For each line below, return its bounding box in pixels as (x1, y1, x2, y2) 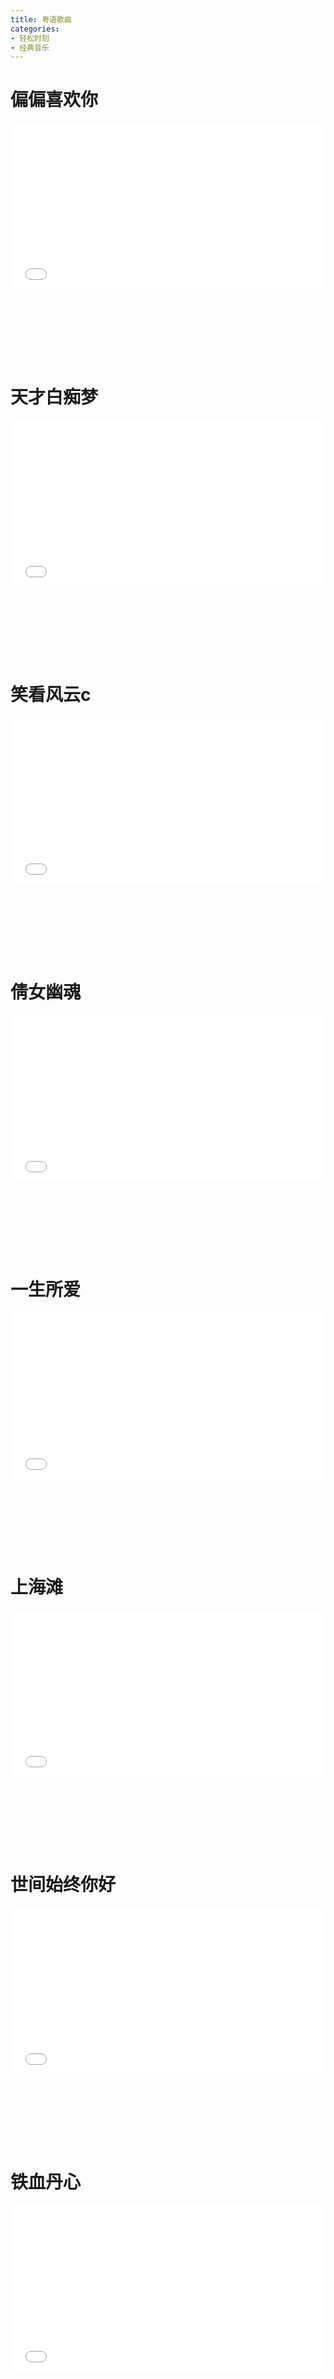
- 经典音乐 (10, 42, 50, 53)
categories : (10, 24, 60, 34)
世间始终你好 (10, 1874, 117, 1896)
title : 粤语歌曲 (10, 14, 72, 25)
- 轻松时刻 (10, 33, 50, 43)
